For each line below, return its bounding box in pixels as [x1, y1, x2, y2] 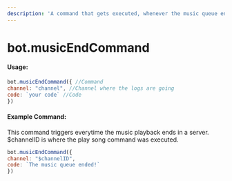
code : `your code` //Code [7, 91, 81, 98]
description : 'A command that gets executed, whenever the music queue [7, 10, 217, 17]
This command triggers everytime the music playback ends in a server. [7, 128, 209, 136]
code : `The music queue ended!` [7, 162, 100, 169]
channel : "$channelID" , [7, 155, 76, 162]
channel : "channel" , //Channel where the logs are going [7, 84, 175, 92]
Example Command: [7, 113, 67, 121]
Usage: [7, 63, 29, 71]
